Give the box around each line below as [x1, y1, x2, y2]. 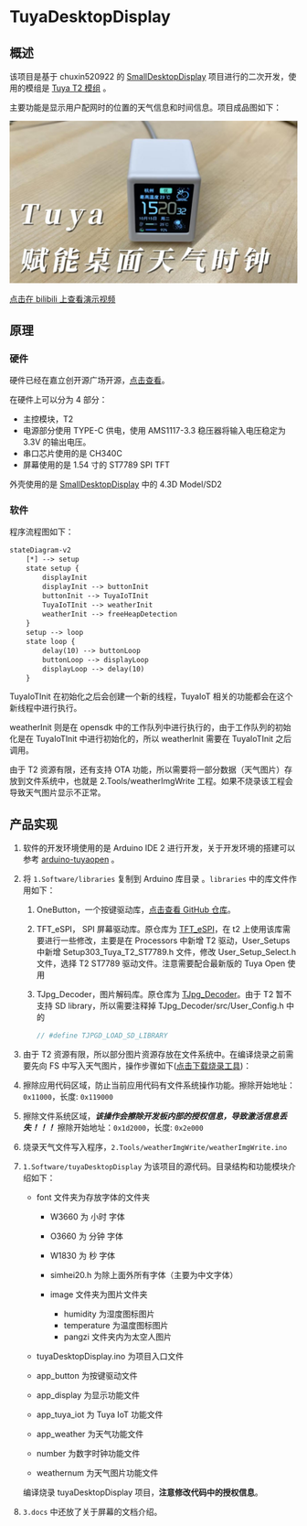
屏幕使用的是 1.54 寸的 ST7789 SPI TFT [22, 459, 171, 470]
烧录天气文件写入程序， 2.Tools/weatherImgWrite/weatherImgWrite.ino [22, 1142, 288, 1153]
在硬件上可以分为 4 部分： [9, 394, 108, 405]
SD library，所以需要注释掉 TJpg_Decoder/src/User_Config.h [54, 1000, 285, 1012]
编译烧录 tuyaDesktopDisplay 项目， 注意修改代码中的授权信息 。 [22, 1487, 263, 1498]
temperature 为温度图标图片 [63, 1320, 169, 1331]
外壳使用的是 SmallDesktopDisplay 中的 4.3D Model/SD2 [9, 478, 222, 490]
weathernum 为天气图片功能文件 [36, 1467, 159, 1478]
